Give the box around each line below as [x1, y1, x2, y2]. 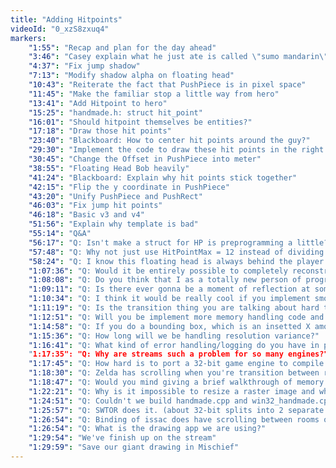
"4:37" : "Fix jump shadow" [28, 61, 141, 71]
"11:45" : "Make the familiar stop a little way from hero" [28, 89, 280, 99]
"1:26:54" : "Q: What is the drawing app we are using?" [28, 424, 267, 434]
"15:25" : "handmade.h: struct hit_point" [28, 107, 203, 118]
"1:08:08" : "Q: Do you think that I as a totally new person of [28, 275, 302, 285]
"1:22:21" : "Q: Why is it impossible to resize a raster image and [28, 386, 315, 396]
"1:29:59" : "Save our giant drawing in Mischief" [28, 442, 240, 453]
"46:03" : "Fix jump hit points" [28, 201, 163, 211]
